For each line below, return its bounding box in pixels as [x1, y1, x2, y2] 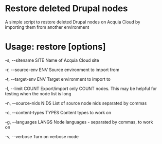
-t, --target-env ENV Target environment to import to [5, 76, 111, 82]
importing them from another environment [5, 24, 90, 30]
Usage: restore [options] [5, 41, 106, 53]
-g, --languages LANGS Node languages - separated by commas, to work [5, 119, 153, 125]
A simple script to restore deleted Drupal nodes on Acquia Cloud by [5, 19, 141, 25]
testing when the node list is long [5, 90, 72, 96]
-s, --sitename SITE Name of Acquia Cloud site [5, 57, 99, 63]
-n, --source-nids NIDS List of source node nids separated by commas [5, 100, 147, 106]
